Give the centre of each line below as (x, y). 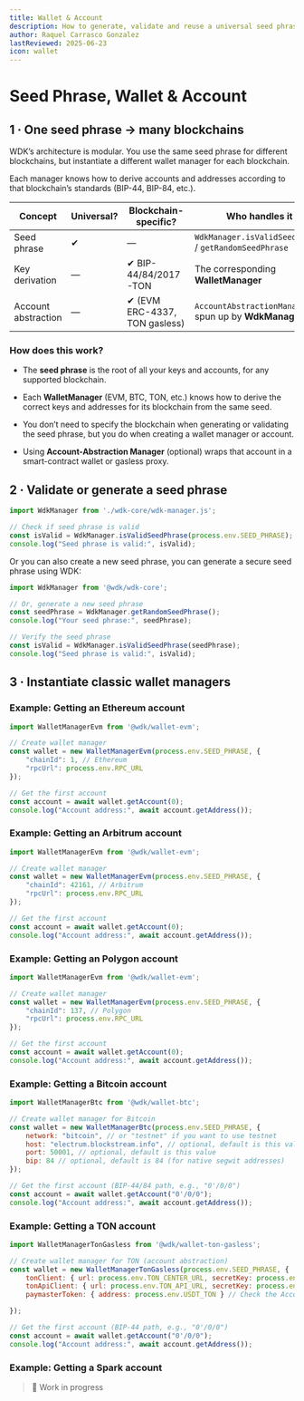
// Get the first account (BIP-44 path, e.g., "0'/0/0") (119, 1328)
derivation (35, 280)
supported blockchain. (64, 380)
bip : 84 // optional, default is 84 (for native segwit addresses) (155, 1161)
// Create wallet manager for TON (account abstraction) (119, 1261)
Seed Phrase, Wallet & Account (128, 97)
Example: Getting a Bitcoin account (88, 1084)
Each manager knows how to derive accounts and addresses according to (147, 179)
